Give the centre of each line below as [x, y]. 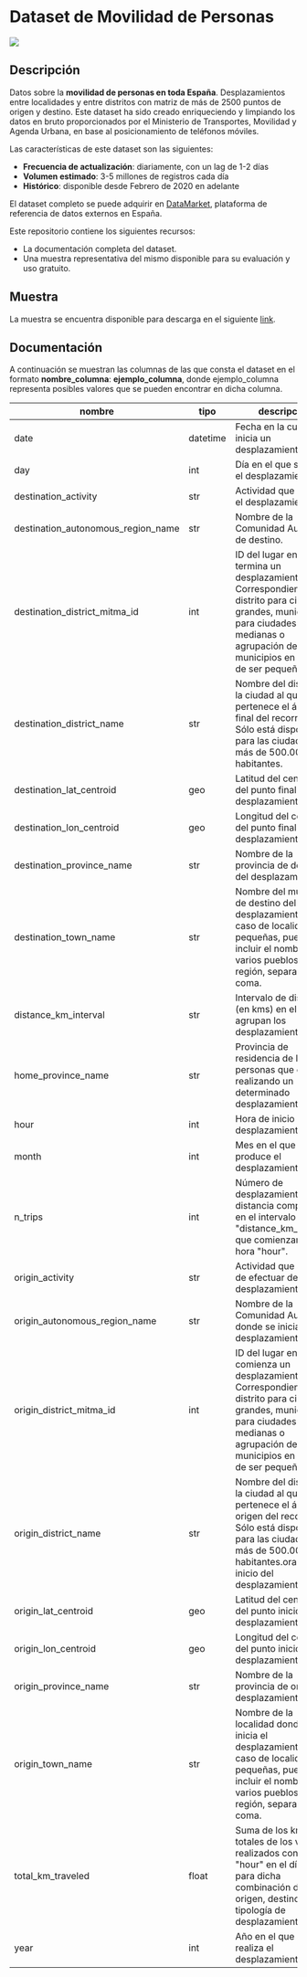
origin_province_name [62, 1686]
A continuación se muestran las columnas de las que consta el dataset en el [152, 370]
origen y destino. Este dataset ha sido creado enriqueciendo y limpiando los [152, 111]
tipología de [260, 1910]
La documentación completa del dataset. [100, 248]
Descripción [45, 70]
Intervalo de [261, 998]
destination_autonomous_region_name [97, 529]
